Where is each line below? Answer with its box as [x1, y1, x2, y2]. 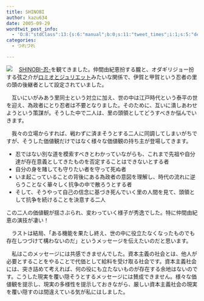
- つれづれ [12, 43, 35, 49]
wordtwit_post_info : [6, 26, 59, 32]
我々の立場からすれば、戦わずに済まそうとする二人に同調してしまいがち [11, 129, 192, 137]
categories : [6, 37, 36, 43]
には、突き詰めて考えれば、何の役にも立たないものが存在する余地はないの [6, 265, 192, 272]
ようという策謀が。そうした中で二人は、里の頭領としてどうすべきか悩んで [6, 109, 192, 116]
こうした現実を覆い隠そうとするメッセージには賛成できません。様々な [16, 272, 192, 280]
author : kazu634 [6, 15, 47, 21]
